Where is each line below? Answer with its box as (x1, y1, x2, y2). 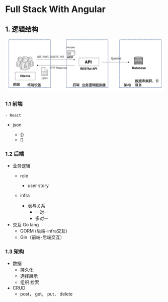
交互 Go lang (12, 221, 39, 227)
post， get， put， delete (20, 291, 73, 297)
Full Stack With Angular (5, 4, 106, 15)
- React (5, 112, 22, 118)
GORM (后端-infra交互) (20, 228, 67, 234)
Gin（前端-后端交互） (20, 234, 65, 240)
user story (27, 183, 49, 189)
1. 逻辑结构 (5, 25, 39, 33)
